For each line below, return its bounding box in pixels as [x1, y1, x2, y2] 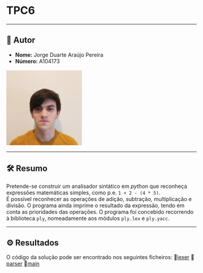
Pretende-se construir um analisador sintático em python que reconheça [6, 182, 187, 190]
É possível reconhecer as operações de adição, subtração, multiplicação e [6, 195, 192, 202]
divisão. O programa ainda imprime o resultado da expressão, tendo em [6, 202, 185, 209]
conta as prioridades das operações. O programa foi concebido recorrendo [6, 208, 194, 215]
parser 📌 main [6, 260, 40, 268]
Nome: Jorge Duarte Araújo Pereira [14, 51, 104, 58]
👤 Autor [6, 35, 36, 45]
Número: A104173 [14, 57, 60, 65]
